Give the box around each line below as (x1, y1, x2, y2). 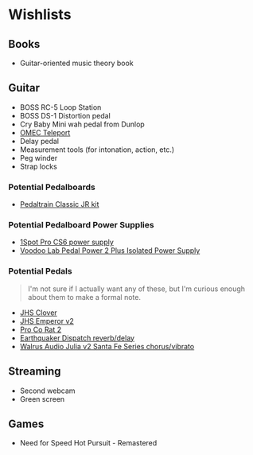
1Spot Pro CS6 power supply (19, 237, 114, 247)
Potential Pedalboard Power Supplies (8, 220, 154, 231)
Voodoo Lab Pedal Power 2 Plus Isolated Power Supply (19, 246, 200, 255)
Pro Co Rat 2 (19, 325, 62, 334)
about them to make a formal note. (27, 292, 142, 301)
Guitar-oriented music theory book (19, 58, 134, 68)
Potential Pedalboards (8, 181, 95, 192)
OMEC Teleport (19, 127, 71, 137)
